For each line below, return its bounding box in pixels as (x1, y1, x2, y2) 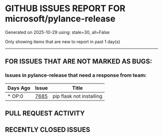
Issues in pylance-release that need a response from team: (5, 72, 147, 79)
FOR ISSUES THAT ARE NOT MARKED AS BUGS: (5, 57, 152, 66)
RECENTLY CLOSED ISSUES (5, 126, 91, 134)
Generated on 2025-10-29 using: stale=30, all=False (5, 29, 110, 35)
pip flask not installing (52, 93, 103, 100)
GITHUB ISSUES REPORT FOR (5, 3, 126, 14)
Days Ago (7, 85, 31, 91)
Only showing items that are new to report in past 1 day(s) (5, 38, 120, 44)
